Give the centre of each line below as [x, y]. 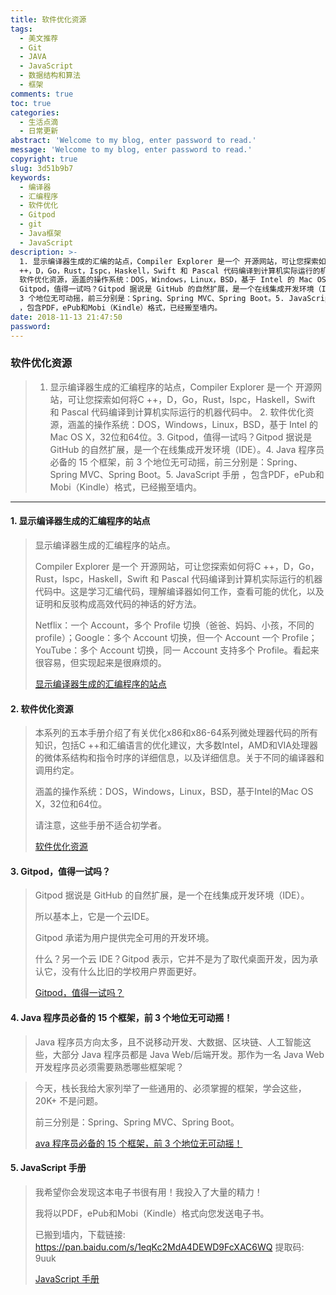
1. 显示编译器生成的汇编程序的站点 [80, 521]
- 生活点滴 [39, 122]
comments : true [42, 94]
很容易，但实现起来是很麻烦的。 [100, 662]
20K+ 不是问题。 [69, 1100]
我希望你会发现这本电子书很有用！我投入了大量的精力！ [148, 1192]
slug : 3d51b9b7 [42, 168]
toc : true [31, 103]
